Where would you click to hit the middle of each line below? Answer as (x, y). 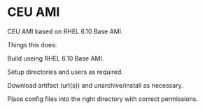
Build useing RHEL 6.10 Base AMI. (56, 58)
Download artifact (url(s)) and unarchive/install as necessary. (95, 85)
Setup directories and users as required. (65, 72)
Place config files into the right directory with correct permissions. (102, 99)
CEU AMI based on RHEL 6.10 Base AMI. (65, 31)
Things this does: (32, 45)
